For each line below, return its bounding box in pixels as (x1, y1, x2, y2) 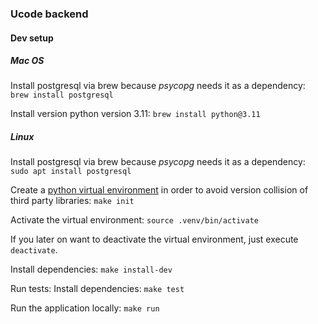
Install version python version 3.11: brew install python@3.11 (10, 108, 261, 120)
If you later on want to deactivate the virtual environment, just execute (10, 233, 299, 246)
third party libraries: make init (10, 195, 135, 207)
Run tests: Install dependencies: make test (10, 283, 185, 295)
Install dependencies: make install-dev (10, 263, 173, 276)
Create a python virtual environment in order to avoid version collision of (10, 184, 309, 196)
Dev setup (10, 32, 54, 44)
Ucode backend (10, 7, 89, 21)
